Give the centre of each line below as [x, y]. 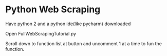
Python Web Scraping [53, 10]
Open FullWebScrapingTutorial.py [41, 33]
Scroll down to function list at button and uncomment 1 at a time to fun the [83, 43]
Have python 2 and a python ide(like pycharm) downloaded [68, 24]
